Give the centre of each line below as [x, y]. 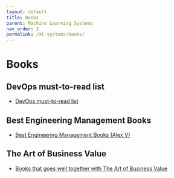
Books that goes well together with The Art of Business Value [91, 168]
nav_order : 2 [23, 29]
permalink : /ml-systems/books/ [46, 35]
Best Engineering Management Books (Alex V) [72, 134]
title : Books [23, 18]
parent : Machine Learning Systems [50, 23]
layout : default [27, 12]
